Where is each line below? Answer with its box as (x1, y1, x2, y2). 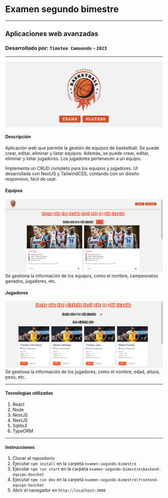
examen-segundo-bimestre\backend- (89, 467, 161, 472)
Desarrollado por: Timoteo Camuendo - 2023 (5, 45, 107, 52)
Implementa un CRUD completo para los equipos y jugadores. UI (5, 165, 138, 171)
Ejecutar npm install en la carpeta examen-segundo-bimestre (12, 460, 136, 467)
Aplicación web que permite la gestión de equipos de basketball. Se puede (5, 144, 159, 151)
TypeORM (12, 428, 33, 434)
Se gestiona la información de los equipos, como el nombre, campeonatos (5, 272, 158, 279)
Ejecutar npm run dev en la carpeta (12, 476, 84, 482)
